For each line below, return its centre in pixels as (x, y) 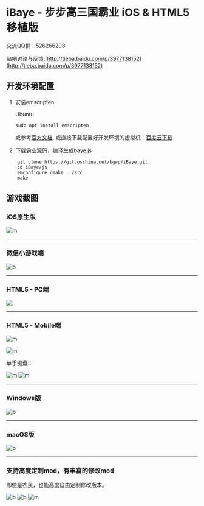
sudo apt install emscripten (52, 125)
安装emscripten (35, 102)
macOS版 (20, 434)
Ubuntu (25, 114)
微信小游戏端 (25, 253)
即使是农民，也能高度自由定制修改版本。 (57, 485)
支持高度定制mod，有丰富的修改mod (60, 471)
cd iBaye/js (32, 167)
